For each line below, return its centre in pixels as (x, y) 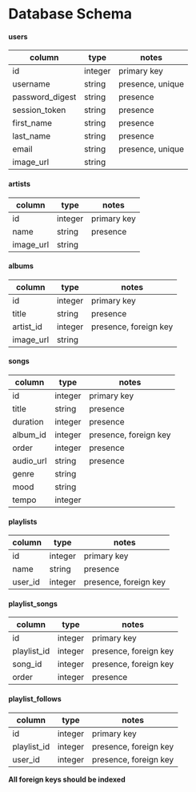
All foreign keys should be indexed (67, 779)
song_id (27, 664)
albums (21, 266)
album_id (29, 435)
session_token (39, 111)
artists (19, 183)
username (31, 84)
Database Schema (70, 14)
